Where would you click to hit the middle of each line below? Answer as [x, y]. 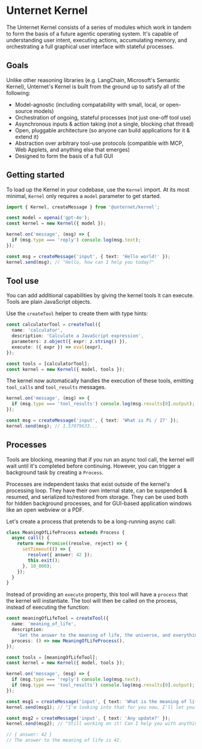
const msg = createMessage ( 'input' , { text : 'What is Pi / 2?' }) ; [93, 420]
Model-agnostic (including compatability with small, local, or [90, 104]
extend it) [27, 137]
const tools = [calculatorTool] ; [48, 364]
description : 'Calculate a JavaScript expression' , [78, 336]
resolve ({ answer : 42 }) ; [60, 555]
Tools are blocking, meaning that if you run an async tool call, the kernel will [100, 459]
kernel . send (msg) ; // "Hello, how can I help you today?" [80, 262]
